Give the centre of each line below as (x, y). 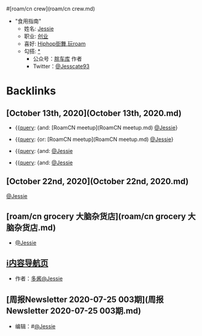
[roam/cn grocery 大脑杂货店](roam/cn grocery (96, 216)
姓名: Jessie (39, 29)
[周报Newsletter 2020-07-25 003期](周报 (85, 300)
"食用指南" (28, 21)
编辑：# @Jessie (35, 326)
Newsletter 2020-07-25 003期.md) (74, 310)
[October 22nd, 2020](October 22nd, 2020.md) (97, 182)
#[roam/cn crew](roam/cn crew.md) (50, 9)
